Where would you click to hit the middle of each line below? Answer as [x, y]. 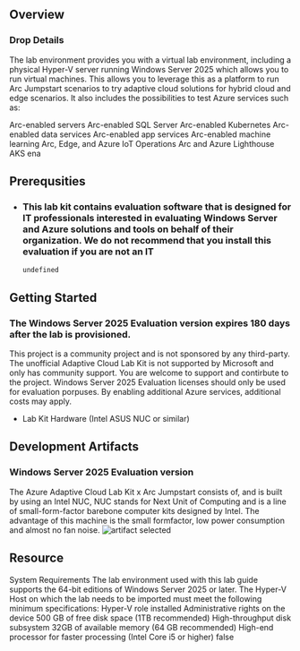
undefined [41, 270]
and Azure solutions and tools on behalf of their [128, 229]
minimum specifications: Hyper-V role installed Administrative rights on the [147, 608]
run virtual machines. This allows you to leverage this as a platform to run [144, 79]
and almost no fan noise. [55, 530]
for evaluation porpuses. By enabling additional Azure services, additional [145, 392]
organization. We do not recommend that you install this [146, 240]
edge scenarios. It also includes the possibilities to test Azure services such [149, 98]
